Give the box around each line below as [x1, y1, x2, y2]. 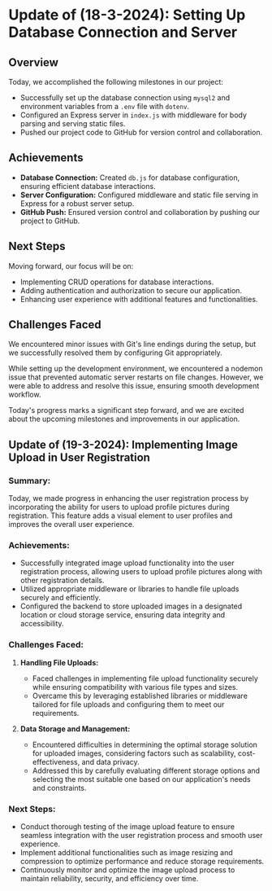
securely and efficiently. [19, 593, 101, 603]
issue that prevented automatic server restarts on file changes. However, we [8, 372, 264, 382]
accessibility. [19, 619, 64, 629]
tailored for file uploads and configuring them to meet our [32, 699, 225, 709]
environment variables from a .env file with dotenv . [19, 102, 189, 111]
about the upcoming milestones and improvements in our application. [8, 414, 240, 424]
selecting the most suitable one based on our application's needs [32, 774, 251, 783]
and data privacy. [81, 757, 140, 766]
